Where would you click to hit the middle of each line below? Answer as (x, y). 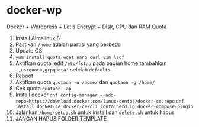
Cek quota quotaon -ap (43, 88)
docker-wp (34, 10)
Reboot (24, 76)
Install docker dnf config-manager (57, 95)
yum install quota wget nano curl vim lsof (70, 57)
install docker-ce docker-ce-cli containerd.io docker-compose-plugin (104, 106)
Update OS (29, 50)
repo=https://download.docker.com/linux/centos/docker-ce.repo (95, 101)
